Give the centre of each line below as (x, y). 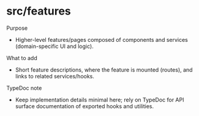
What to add (22, 58)
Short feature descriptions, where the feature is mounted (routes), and (104, 70)
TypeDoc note (24, 88)
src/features (39, 11)
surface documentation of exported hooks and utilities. (84, 106)
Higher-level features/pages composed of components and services (101, 39)
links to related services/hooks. (55, 76)
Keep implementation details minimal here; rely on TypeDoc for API (99, 100)
